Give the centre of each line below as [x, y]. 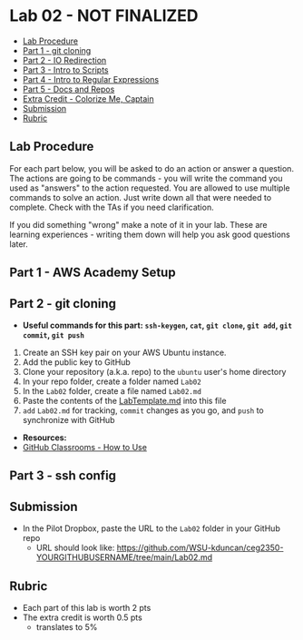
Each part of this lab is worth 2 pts [87, 607]
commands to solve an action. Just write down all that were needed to [141, 197]
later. [19, 244]
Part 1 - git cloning [57, 50]
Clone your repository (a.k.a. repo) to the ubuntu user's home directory [154, 371]
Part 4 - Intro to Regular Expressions [91, 79]
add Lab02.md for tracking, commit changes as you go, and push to [143, 410]
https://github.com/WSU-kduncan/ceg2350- [200, 548]
